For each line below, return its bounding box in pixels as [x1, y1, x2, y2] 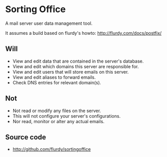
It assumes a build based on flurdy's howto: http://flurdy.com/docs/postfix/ [5, 30, 162, 36]
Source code [5, 133, 47, 141]
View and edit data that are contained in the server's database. [12, 58, 144, 64]
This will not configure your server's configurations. [12, 113, 121, 119]
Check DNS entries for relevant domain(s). [12, 79, 101, 85]
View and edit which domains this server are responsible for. [12, 63, 139, 69]
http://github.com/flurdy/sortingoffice [12, 146, 91, 152]
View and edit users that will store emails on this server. [12, 69, 129, 75]
